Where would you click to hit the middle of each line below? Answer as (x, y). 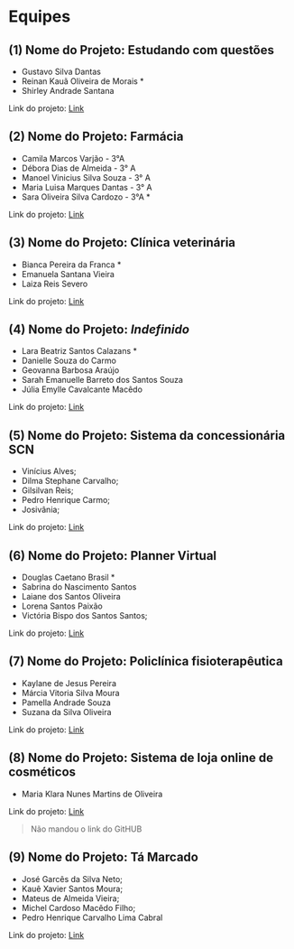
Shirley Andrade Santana (68, 91)
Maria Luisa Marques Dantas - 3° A (87, 187)
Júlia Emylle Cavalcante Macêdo (82, 389)
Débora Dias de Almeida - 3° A (78, 168)
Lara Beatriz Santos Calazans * (79, 351)
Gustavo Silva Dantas (61, 71)
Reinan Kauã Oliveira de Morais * (83, 81)
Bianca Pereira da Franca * (71, 265)
